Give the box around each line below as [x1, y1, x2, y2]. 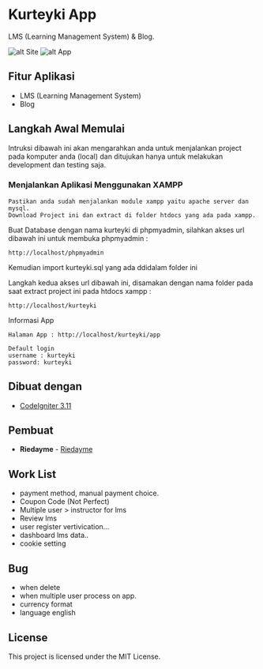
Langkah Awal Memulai [8, 122, 125, 136]
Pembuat [8, 424, 54, 438]
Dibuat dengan [8, 380, 83, 393]
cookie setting [19, 539, 66, 548]
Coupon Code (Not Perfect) [19, 497, 110, 506]
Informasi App [8, 315, 54, 325]
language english [19, 608, 77, 618]
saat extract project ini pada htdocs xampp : [8, 286, 152, 295]
